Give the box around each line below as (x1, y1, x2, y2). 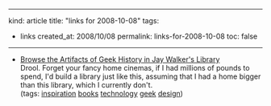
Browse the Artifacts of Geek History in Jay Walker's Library (19, 55, 220, 64)
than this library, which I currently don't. (19, 80, 153, 89)
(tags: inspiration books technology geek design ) (19, 89, 184, 98)
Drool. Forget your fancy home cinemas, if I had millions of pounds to (19, 63, 250, 72)
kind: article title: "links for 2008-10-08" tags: (8, 16, 160, 25)
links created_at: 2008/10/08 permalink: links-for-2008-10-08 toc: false (19, 31, 258, 41)
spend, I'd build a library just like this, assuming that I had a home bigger (19, 71, 261, 81)
